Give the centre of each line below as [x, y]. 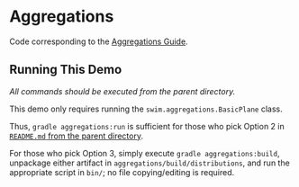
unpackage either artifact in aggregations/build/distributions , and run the [149, 163]
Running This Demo [66, 70]
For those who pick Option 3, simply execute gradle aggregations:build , [145, 153]
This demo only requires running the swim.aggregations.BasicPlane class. [146, 109]
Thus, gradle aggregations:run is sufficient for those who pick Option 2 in [147, 126]
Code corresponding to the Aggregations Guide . [99, 41]
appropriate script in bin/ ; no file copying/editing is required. [122, 172]
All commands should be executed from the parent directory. [122, 91]
